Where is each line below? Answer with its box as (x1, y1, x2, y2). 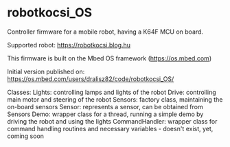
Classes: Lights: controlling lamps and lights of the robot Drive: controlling (7, 88, 216, 96)
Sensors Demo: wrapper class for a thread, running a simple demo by (7, 110, 204, 118)
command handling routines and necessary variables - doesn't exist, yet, (7, 124, 214, 133)
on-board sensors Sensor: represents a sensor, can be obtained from (7, 102, 204, 111)
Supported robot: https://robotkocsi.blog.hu (7, 41, 130, 49)
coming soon (7, 132, 45, 140)
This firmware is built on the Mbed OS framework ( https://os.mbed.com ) (7, 54, 211, 63)
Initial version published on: (7, 67, 85, 76)
